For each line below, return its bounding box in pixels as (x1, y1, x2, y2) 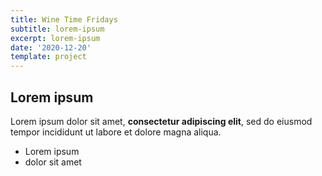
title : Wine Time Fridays (10, 14, 118, 25)
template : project (10, 52, 87, 62)
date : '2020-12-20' (10, 42, 92, 53)
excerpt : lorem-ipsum (10, 33, 101, 43)
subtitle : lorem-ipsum (10, 24, 105, 34)
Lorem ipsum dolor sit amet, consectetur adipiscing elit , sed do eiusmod (10, 115, 313, 127)
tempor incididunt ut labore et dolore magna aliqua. (10, 126, 222, 138)
